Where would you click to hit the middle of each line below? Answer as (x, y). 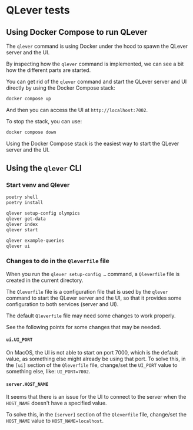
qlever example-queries (35, 240)
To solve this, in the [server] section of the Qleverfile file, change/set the (96, 415)
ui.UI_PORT (19, 340)
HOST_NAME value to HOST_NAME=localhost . (55, 421)
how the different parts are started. (49, 70)
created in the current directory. (45, 280)
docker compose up (29, 99)
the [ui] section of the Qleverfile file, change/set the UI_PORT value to (92, 365)
